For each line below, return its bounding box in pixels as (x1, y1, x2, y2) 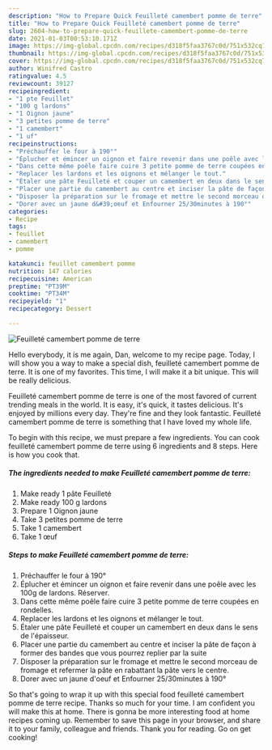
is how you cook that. (8, 450, 80, 460)
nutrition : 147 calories (8, 267, 92, 275)
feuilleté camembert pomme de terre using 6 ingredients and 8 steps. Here (8, 441, 258, 451)
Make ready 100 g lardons (19, 497, 108, 506)
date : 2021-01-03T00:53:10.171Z (8, 34, 117, 43)
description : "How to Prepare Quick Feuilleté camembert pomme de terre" (8, 11, 263, 20)
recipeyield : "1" (8, 297, 67, 306)
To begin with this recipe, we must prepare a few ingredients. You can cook (8, 432, 261, 442)
